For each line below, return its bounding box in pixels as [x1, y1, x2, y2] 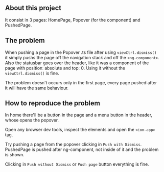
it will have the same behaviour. [5, 85, 69, 91]
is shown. [5, 152, 24, 158]
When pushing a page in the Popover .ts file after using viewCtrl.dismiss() [5, 49, 157, 55]
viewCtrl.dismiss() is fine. [5, 70, 60, 76]
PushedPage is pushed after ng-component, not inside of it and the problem [5, 147, 159, 152]
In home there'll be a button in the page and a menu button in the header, [5, 112, 153, 118]
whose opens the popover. [5, 117, 59, 123]
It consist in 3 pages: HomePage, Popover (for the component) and [5, 17, 141, 23]
